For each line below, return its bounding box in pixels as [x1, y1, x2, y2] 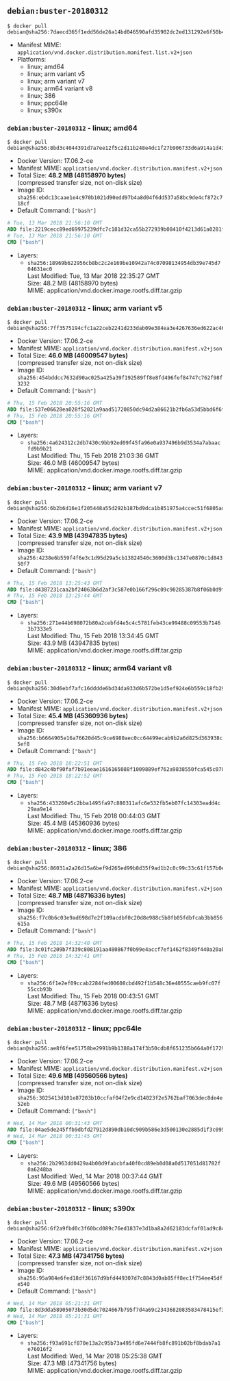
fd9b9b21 [27, 446, 53, 453]
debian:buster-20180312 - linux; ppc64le [7, 1024, 142, 1033]
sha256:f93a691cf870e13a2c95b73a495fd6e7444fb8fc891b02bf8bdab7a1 [27, 1340, 221, 1347]
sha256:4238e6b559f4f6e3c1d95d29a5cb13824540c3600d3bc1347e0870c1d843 [16, 555, 223, 561]
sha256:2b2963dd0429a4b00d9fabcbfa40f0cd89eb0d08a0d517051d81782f [27, 1160, 221, 1167]
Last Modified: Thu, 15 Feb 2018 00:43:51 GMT [27, 991, 159, 1000]
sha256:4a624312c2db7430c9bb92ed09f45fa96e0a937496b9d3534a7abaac [27, 440, 221, 446]
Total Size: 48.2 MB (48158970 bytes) [16, 171, 127, 179]
